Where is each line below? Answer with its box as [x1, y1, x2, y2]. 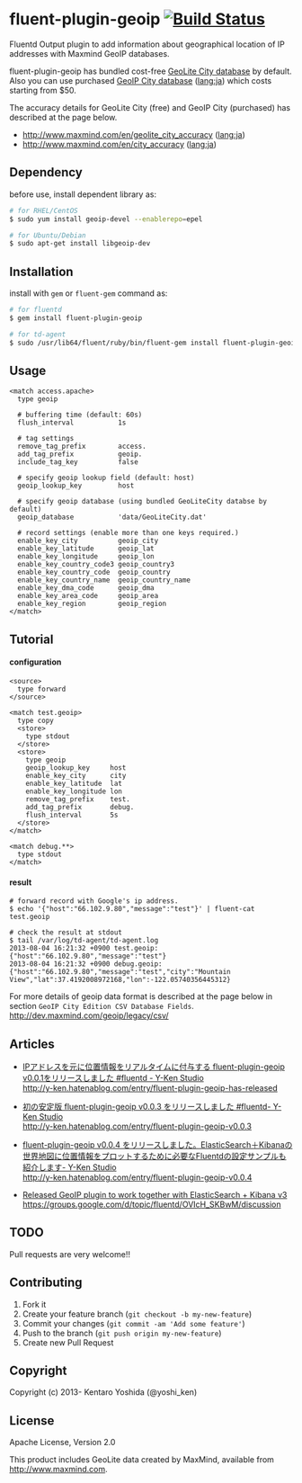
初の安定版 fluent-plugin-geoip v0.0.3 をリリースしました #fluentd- [22, 1101, 271, 1112]
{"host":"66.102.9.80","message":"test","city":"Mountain [9, 968, 231, 977]
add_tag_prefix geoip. [17, 450, 143, 459]
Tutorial [9, 631, 54, 647]
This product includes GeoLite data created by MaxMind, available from [9, 1454, 274, 1465]
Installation [9, 264, 74, 279]
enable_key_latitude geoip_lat [17, 544, 155, 553]
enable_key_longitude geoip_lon [17, 552, 155, 561]
